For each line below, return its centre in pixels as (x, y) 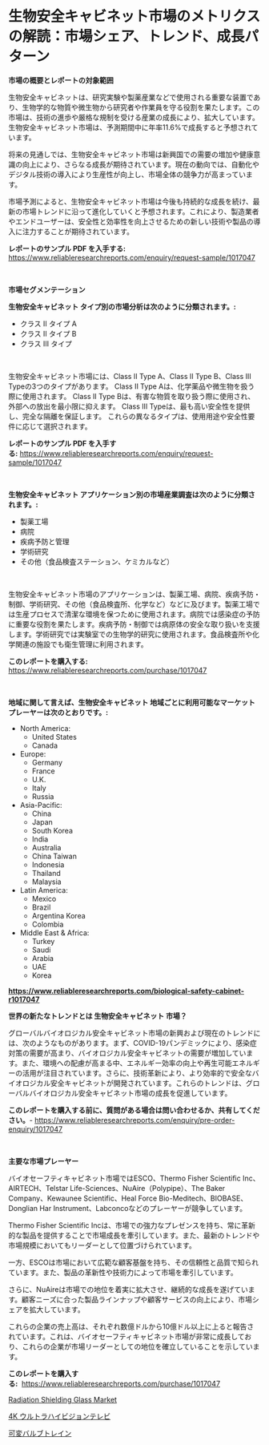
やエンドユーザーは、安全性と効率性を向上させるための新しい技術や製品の (131, 221)
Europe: (33, 753)
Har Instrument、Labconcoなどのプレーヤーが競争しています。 (143, 1208)
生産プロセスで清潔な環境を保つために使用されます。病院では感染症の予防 (137, 614)
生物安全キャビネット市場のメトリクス (134, 16)
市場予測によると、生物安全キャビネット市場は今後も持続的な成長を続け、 (131, 201)
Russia (43, 796)
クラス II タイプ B (48, 333)
